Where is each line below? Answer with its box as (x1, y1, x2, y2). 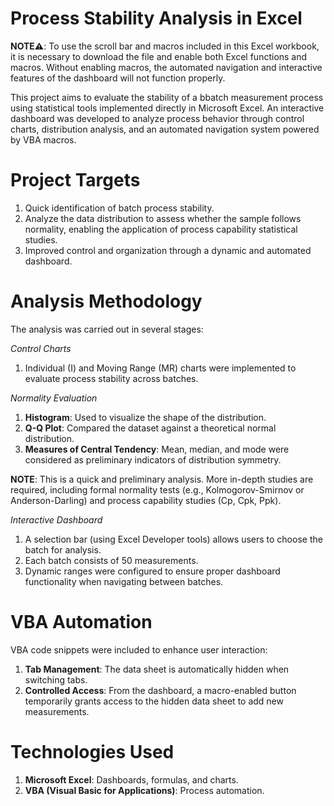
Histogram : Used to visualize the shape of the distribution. (24, 411, 267, 423)
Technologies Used (10, 740, 175, 763)
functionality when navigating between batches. (24, 575, 224, 587)
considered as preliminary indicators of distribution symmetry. (24, 453, 282, 466)
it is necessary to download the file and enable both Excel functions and (10, 50, 308, 62)
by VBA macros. (10, 133, 77, 146)
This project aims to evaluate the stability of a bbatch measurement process (10, 91, 324, 103)
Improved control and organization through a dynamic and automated (24, 244, 312, 256)
